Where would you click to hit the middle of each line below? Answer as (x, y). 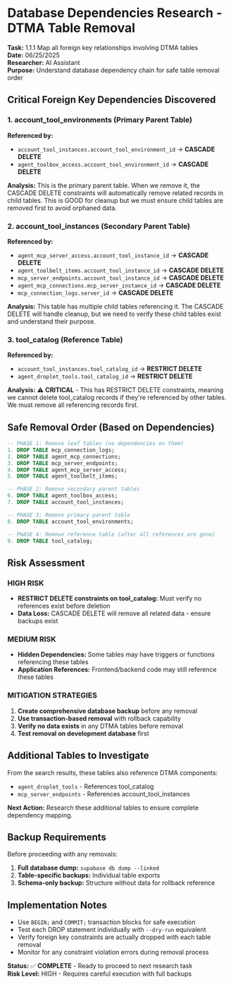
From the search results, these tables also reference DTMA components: (113, 772)
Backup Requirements (57, 837)
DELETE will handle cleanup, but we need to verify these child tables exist (114, 314)
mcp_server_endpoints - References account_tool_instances (103, 794)
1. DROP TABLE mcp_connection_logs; (61, 450)
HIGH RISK (26, 583)
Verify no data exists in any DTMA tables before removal (100, 726)
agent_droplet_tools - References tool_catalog (86, 786)
